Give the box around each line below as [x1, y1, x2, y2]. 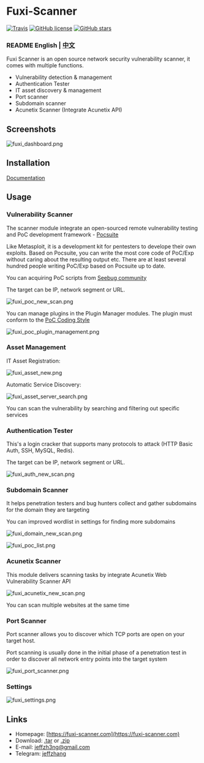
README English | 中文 [6, 41, 75, 50]
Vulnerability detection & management [15, 73, 112, 81]
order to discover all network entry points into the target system [6, 655, 167, 663]
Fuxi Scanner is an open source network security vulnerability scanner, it [6, 55, 191, 62]
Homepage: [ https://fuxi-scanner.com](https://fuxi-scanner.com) [15, 731, 180, 738]
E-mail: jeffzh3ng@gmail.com [15, 743, 91, 751]
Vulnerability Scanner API [6, 577, 71, 585]
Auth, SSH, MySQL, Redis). [6, 447, 75, 454]
